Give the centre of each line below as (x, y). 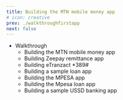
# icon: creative (28, 17)
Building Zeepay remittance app (64, 58)
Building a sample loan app (58, 71)
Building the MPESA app (55, 78)
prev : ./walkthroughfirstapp (43, 23)
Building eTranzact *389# (56, 65)
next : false (21, 29)
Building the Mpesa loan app (60, 84)
